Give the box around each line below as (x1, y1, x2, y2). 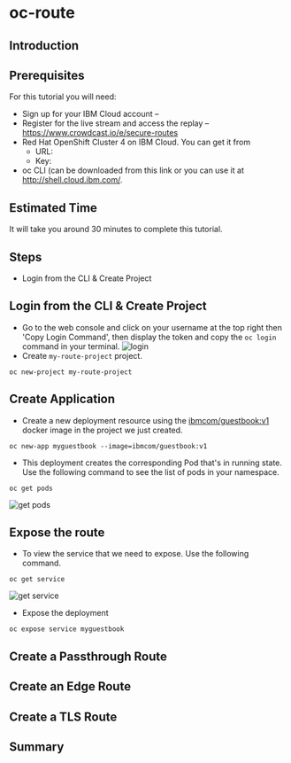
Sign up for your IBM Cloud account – (21, 109, 159, 120)
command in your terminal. (21, 340, 120, 352)
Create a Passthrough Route (9, 649, 168, 664)
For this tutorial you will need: (9, 91, 117, 102)
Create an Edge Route (9, 679, 131, 694)
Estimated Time (9, 200, 97, 215)
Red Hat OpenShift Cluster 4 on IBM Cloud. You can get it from (21, 136, 250, 148)
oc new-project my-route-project (9, 367, 133, 377)
